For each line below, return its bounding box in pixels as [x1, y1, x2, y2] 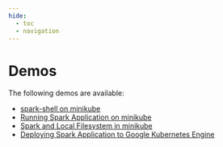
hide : [8, 11, 27, 20]
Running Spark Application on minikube [19, 112, 152, 122]
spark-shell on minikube [19, 104, 101, 114]
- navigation [15, 27, 60, 35]
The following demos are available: [8, 88, 124, 98]
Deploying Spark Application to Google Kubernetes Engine [19, 130, 216, 140]
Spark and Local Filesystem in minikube [19, 121, 154, 131]
